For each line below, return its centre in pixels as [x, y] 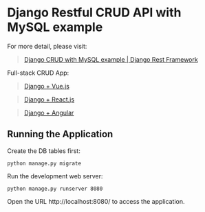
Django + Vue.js [47, 86]
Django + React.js [49, 99]
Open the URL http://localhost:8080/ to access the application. [96, 201]
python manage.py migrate [44, 163]
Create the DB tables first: [44, 151]
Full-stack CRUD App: [38, 73]
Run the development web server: [55, 176]
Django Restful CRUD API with [94, 13]
